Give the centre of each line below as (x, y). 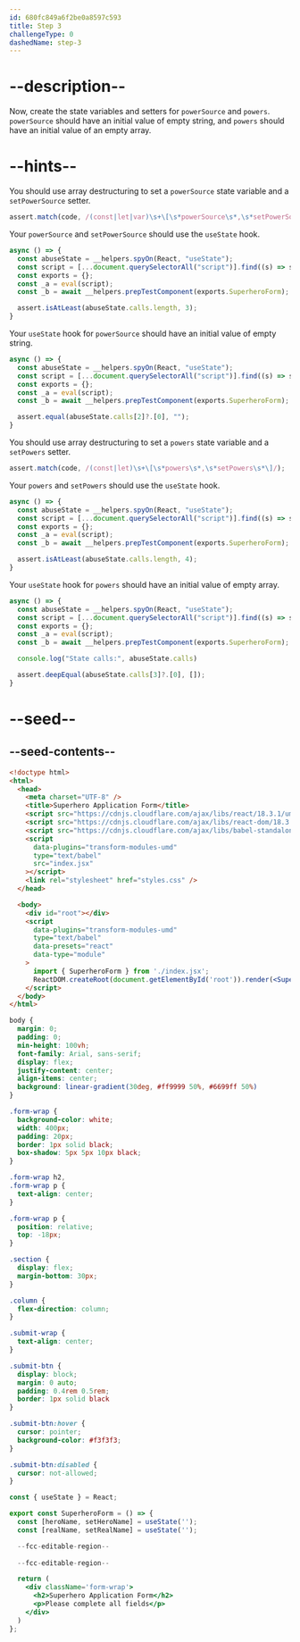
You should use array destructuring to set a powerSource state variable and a (149, 191)
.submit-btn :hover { (48, 1424)
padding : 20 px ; (46, 1136)
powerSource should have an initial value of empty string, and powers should (147, 121)
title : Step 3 (36, 26)
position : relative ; (55, 1227)
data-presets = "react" (73, 947)
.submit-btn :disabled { (54, 1465)
